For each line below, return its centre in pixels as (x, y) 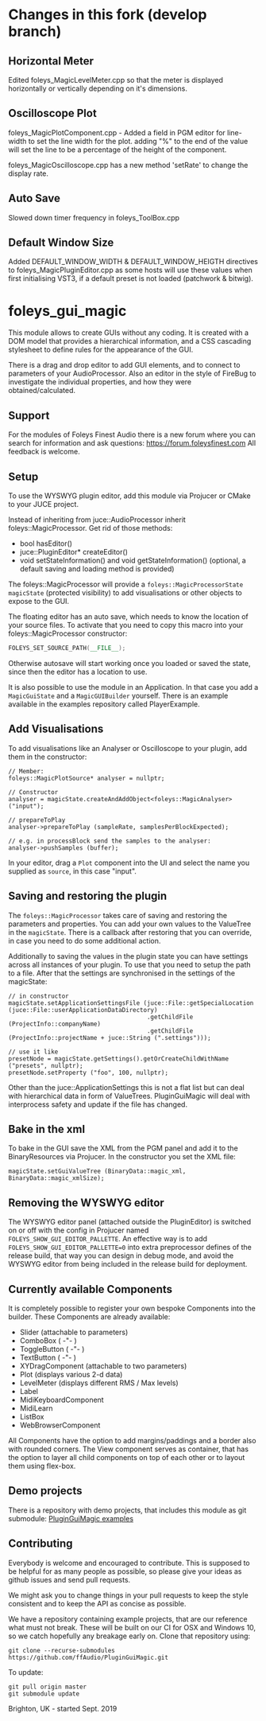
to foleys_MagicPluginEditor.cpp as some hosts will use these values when (130, 270)
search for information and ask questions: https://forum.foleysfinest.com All (132, 443)
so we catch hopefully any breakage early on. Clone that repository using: (129, 1636)
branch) (35, 31)
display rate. (29, 173)
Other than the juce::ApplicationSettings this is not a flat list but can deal (126, 1087)
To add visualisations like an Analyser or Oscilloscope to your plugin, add (128, 748)
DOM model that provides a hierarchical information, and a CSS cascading (130, 341)
